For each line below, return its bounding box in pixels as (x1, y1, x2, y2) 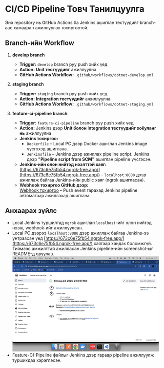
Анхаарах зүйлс (5, 206, 57, 215)
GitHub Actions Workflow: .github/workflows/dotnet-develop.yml (19, 72, 154, 78)
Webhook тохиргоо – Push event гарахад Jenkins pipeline (19, 187, 138, 193)
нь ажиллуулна (19, 130, 52, 136)
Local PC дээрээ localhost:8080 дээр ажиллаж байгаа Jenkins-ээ (12, 230, 149, 236)
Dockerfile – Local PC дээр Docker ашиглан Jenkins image (26, 141, 147, 146)
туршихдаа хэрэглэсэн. (12, 357, 62, 363)
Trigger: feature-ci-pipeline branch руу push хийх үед (19, 120, 134, 125)
